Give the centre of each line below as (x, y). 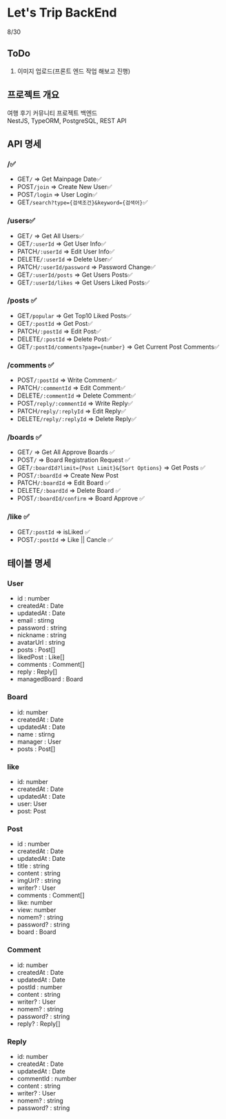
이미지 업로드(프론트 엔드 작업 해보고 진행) (74, 71)
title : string (33, 866)
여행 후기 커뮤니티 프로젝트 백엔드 (52, 113)
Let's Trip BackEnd (62, 13)
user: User (32, 804)
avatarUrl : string (41, 643)
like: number (35, 903)
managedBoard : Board (50, 679)
